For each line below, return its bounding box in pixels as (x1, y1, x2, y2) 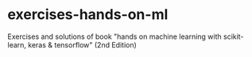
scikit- (223, 32, 244, 41)
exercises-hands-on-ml (7, 6, 169, 24)
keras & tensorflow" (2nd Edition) (28, 40, 137, 49)
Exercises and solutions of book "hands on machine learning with (7, 32, 222, 41)
